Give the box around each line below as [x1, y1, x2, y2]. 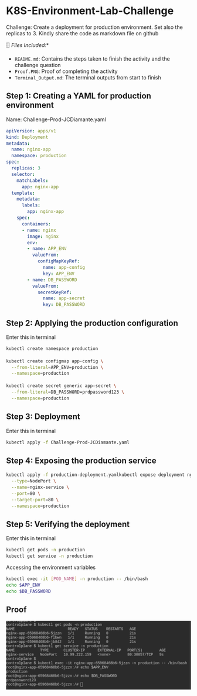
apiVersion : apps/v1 [6, 128, 57, 134]
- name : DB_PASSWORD [27, 277, 77, 283]
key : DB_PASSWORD [43, 302, 85, 308]
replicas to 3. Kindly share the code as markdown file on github [6, 29, 159, 36]
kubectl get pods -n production [6, 547, 85, 553]
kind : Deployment [6, 134, 49, 140]
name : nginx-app [11, 146, 51, 152]
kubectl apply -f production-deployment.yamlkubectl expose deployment [6, 472, 185, 478]
